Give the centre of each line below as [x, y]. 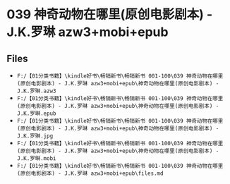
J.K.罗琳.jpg [35, 136]
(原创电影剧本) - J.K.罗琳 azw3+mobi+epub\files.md [90, 173]
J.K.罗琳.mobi [37, 159]
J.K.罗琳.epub [37, 114]
